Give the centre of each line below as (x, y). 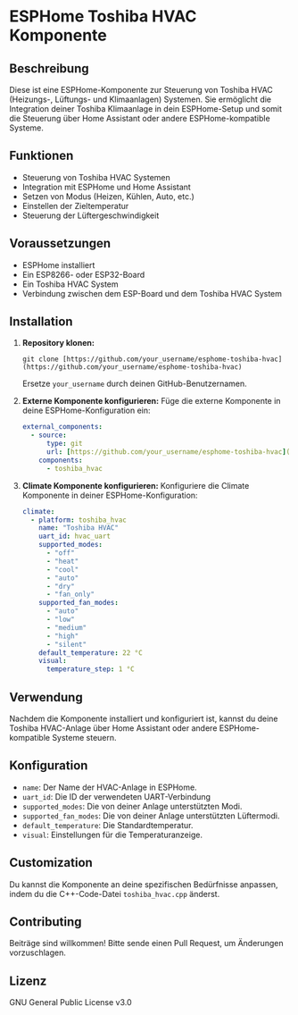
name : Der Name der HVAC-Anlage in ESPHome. (110, 787)
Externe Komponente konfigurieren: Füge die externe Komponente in (151, 401)
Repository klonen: (58, 343)
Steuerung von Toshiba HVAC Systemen (96, 177)
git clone (41, 359)
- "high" (62, 636)
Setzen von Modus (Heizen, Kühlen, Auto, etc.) (108, 196)
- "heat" (62, 561)
